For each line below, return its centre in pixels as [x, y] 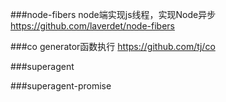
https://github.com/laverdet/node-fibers [92, 26]
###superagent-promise [61, 86]
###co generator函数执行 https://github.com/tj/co [113, 46]
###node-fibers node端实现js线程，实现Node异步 [113, 14]
